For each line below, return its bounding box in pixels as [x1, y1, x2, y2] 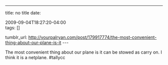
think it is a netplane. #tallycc [5, 55, 65, 60]
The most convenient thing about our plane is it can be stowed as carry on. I [5, 49, 162, 55]
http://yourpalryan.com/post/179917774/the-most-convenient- [28, 34, 157, 40]
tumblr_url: [5, 34, 27, 40]
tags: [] [5, 25, 20, 30]
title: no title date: [5, 10, 41, 15]
